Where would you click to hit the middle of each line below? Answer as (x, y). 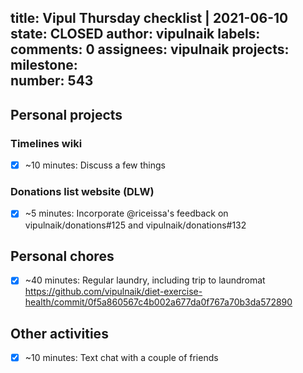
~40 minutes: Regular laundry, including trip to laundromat (145, 280)
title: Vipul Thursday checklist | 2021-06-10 (149, 18)
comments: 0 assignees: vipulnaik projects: (150, 49)
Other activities (59, 333)
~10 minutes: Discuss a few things (95, 165)
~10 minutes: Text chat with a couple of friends (121, 358)
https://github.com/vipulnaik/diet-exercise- (113, 292)
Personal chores (62, 256)
